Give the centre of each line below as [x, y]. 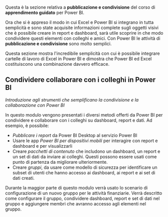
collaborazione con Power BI [35, 105]
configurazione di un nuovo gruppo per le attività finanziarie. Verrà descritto [84, 193]
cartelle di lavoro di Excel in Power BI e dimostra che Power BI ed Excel [78, 59]
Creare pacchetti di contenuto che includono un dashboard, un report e [86, 151]
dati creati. [24, 178]
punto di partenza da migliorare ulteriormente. [60, 162]
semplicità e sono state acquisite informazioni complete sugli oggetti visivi [82, 28]
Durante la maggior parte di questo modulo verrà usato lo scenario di [76, 187]
